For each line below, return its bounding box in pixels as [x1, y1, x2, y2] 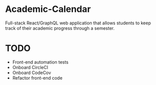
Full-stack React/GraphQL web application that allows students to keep [5, 20, 151, 26]
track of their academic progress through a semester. [5, 25, 115, 31]
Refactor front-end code [12, 75, 63, 81]
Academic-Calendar [5, 3, 91, 15]
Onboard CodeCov [12, 70, 51, 76]
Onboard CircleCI [12, 64, 48, 70]
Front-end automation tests [12, 59, 69, 65]
